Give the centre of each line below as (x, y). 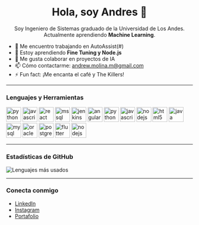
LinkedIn (25, 203)
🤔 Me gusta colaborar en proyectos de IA (65, 59)
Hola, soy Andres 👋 (99, 12)
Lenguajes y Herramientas (45, 97)
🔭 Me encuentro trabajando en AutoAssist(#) (69, 46)
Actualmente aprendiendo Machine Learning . (99, 34)
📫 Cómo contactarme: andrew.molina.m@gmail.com (79, 65)
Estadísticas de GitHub (40, 157)
